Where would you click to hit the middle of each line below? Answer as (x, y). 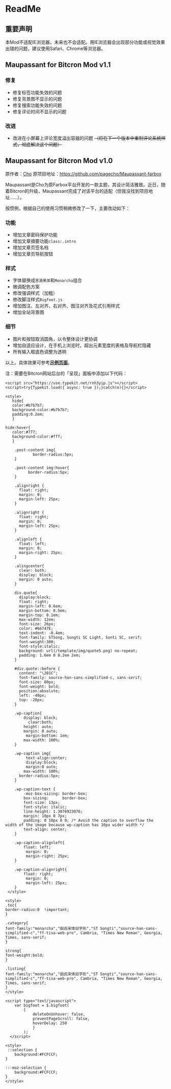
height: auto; (38, 727)
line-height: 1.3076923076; (53, 812)
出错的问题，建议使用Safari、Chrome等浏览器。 (55, 48)
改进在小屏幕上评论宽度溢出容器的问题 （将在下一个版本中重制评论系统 (87, 138)
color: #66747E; (36, 628)
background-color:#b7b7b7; (41, 410)
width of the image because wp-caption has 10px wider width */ (75, 825)
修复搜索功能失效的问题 (37, 105)
